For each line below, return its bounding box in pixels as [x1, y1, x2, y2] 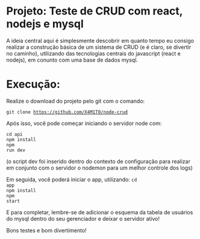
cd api [6, 131, 23, 137]
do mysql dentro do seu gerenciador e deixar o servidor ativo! [6, 215, 160, 222]
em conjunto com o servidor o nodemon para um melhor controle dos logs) [6, 164, 193, 171]
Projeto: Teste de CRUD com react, [6, 4, 183, 18]
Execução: [6, 77, 60, 91]
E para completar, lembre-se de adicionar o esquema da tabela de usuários [6, 208, 193, 215]
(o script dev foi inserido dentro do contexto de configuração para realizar [6, 158, 191, 165]
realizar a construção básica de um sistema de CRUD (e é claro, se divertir [6, 43, 192, 51]
